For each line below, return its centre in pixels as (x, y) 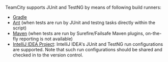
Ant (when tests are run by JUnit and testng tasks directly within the (84, 23)
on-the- (153, 33)
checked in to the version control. (48, 55)
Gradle (20, 17)
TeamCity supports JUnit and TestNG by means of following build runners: (83, 7)
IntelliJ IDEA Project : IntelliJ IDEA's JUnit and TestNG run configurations (88, 44)
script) (20, 28)
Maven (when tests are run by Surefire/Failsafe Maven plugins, (78, 33)
